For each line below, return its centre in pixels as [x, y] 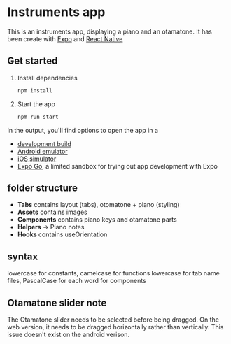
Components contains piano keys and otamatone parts [97, 220]
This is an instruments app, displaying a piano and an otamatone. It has [110, 31]
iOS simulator [37, 159]
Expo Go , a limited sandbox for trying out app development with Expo [118, 166]
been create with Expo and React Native [65, 38]
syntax [23, 256]
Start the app [36, 104]
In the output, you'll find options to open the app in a [83, 130]
